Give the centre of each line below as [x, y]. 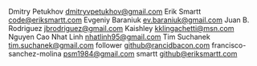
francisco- [229, 45]
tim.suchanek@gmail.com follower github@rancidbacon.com [109, 45]
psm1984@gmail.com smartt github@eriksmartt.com [150, 54]
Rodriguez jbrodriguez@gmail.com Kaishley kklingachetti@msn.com [121, 28]
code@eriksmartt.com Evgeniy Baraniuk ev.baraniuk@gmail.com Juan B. [129, 20]
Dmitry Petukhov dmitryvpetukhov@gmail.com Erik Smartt [105, 12]
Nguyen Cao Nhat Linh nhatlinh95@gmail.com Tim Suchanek [109, 37]
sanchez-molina [35, 54]
